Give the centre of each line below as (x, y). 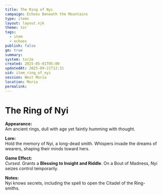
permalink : (16, 86)
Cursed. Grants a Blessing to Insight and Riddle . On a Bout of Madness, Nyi (81, 163)
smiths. (12, 188)
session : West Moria (26, 77)
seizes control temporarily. (32, 169)
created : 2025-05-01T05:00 (32, 64)
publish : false (20, 46)
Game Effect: (19, 158)
